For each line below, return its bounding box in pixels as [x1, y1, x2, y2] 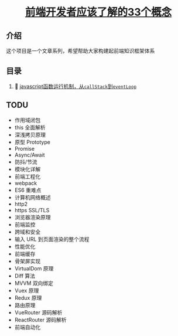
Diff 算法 [14, 272, 36, 279]
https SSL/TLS [14, 206, 50, 213]
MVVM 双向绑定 [14, 279, 54, 287]
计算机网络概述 [14, 194, 51, 201]
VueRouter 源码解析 [14, 308, 63, 316]
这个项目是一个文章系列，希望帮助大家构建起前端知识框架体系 [6, 47, 155, 54]
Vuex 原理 [14, 287, 39, 294]
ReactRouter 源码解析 [14, 316, 67, 323]
